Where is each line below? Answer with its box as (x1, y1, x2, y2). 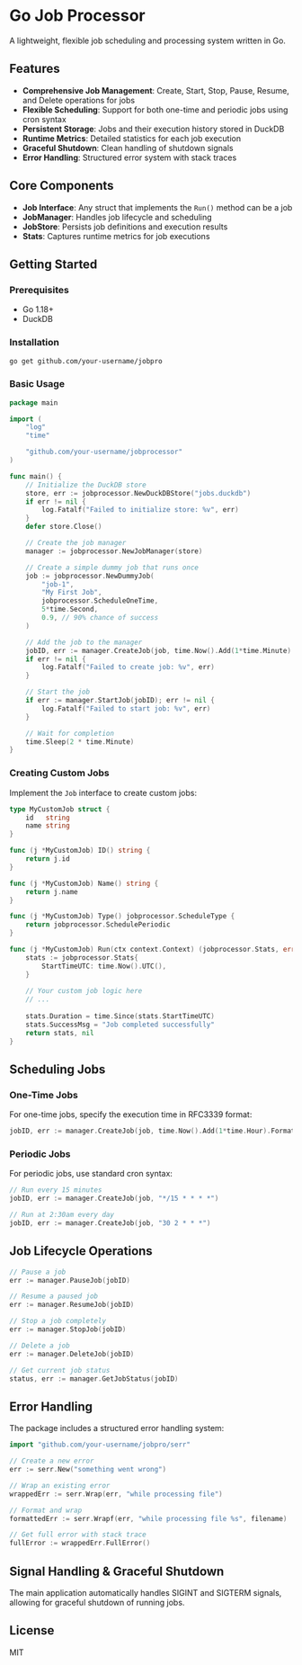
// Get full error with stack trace (9, 1530, 147, 1539)
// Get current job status (9, 1365, 111, 1374)
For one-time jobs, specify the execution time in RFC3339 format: (9, 1109, 253, 1120)
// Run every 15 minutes (9, 1186, 102, 1195)
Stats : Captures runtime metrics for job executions (22, 230, 210, 241)
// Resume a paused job (9, 1292, 99, 1301)
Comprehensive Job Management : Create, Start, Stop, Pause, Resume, (22, 85, 289, 95)
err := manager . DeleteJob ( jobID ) (9, 1349, 135, 1358)
